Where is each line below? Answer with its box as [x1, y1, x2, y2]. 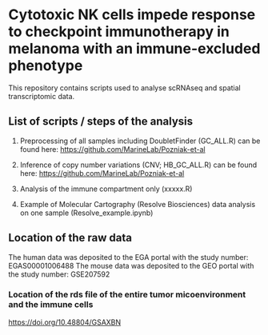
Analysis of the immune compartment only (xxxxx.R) [19, 184, 193, 193]
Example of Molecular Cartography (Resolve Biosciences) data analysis [19, 199, 256, 209]
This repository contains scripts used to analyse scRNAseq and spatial [8, 82, 242, 93]
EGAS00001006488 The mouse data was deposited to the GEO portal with [8, 261, 254, 270]
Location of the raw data [8, 231, 133, 245]
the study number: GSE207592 [8, 269, 110, 279]
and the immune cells [8, 299, 94, 310]
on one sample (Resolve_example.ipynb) [19, 208, 154, 217]
